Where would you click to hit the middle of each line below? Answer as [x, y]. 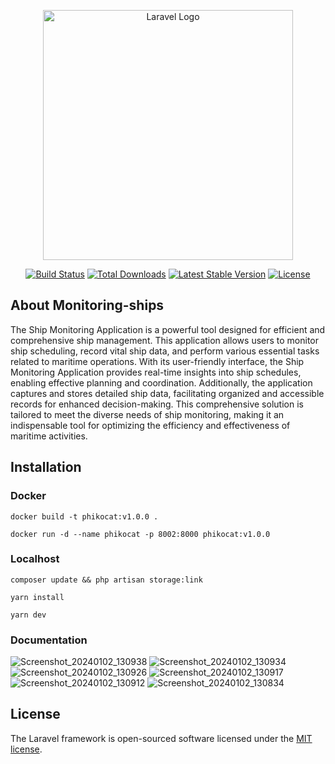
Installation [46, 467]
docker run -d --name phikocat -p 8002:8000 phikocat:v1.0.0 [140, 534]
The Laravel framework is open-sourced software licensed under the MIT [161, 738]
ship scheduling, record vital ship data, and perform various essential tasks [165, 351]
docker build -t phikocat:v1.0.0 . [84, 516]
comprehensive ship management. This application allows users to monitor [165, 340]
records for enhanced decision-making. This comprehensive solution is [157, 404]
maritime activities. [49, 436]
